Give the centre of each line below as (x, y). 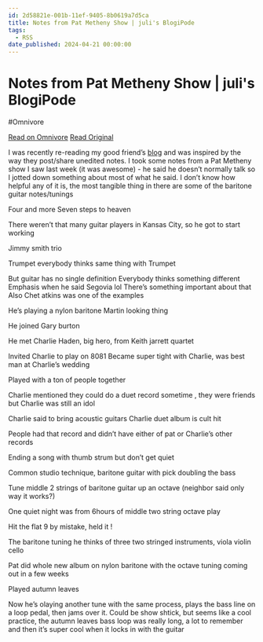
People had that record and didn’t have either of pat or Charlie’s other (121, 434)
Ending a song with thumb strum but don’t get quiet (91, 457)
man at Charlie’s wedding (49, 365)
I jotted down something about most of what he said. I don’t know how (122, 178)
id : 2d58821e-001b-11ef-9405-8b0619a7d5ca (79, 15)
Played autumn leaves (44, 589)
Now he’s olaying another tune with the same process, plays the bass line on (132, 604)
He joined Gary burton (44, 326)
